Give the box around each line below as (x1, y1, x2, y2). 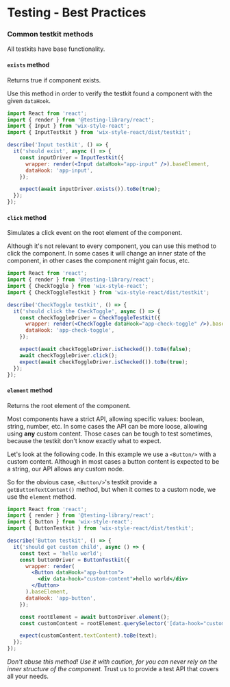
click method (7, 213, 47, 221)
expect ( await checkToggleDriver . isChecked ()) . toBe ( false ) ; (19, 346, 192, 353)
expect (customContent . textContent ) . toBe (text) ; (19, 632, 157, 640)
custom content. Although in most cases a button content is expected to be (7, 457, 220, 465)
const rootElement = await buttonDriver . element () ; (19, 613, 170, 620)
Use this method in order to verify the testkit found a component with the (7, 89, 213, 98)
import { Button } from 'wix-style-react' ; (7, 519, 133, 526)
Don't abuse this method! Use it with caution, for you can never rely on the (7, 657, 218, 666)
